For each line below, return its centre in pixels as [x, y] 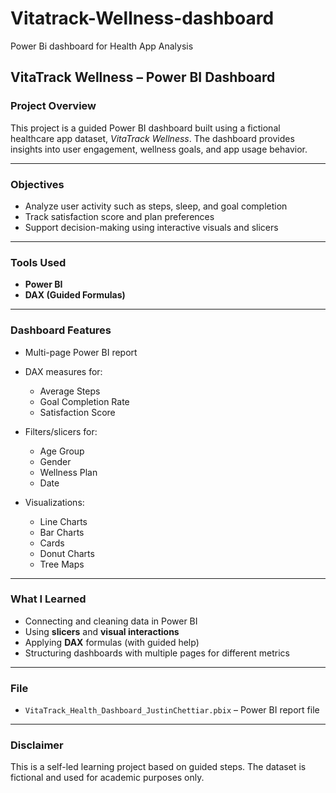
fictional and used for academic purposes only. [107, 778]
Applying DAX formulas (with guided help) [112, 642]
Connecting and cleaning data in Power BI [111, 621]
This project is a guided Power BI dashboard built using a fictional [145, 128]
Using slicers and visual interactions [102, 631]
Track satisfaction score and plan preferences [119, 216]
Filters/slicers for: [61, 431]
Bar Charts [62, 532]
